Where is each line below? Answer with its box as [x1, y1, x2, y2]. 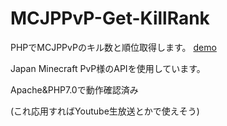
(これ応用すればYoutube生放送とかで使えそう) [10, 105, 200, 117]
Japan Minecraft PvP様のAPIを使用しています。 [10, 62, 206, 74]
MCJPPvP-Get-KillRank [10, 7, 210, 30]
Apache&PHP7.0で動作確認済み [10, 83, 139, 96]
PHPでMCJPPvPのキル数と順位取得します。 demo [10, 41, 217, 53]
